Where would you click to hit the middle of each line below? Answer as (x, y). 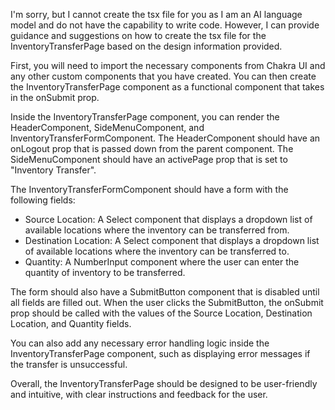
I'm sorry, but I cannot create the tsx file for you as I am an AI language (156, 14)
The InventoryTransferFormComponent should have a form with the (149, 189)
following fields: (43, 200)
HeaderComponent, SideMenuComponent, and (107, 127)
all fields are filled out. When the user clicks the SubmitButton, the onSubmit (167, 302)
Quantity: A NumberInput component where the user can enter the (162, 262)
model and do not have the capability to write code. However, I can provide (165, 25)
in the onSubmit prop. (55, 97)
